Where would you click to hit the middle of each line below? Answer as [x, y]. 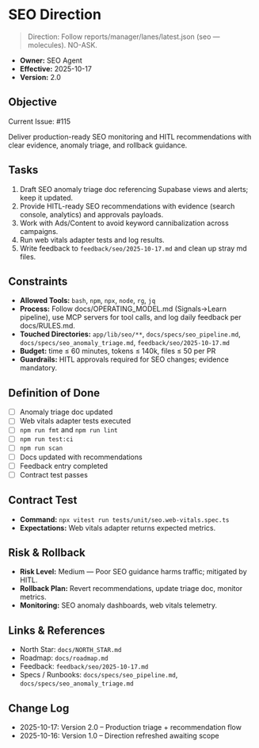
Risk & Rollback [47, 552]
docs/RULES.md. [47, 326]
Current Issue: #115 [40, 121]
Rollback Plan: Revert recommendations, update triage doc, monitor [131, 589]
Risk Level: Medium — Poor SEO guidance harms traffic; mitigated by [133, 572]
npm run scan [41, 449]
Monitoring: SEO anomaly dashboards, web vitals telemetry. [118, 605]
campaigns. [39, 231]
